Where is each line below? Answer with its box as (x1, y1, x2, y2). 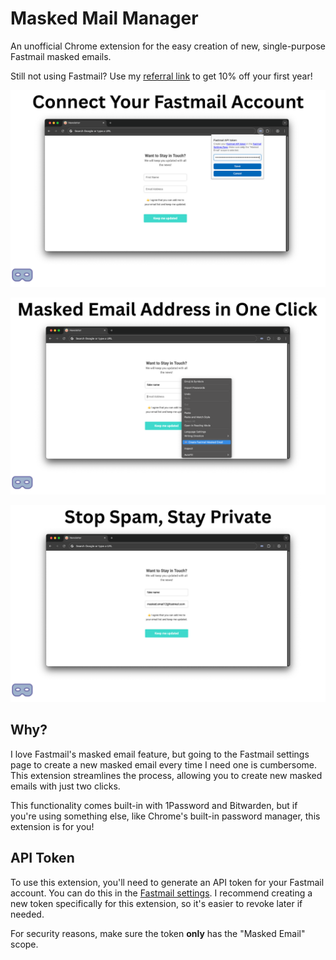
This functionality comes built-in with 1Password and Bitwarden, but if (10, 799, 298, 811)
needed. (10, 908, 45, 920)
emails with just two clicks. (10, 780, 121, 792)
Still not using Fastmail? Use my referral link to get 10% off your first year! (10, 70, 313, 82)
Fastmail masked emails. (10, 50, 112, 62)
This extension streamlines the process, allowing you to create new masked (10, 769, 323, 781)
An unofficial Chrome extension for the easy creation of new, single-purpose (10, 40, 326, 52)
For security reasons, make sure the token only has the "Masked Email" (10, 927, 306, 939)
